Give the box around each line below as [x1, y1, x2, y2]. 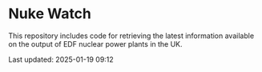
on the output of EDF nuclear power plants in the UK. [8, 39, 183, 48]
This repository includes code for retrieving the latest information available [8, 31, 255, 40]
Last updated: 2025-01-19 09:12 [8, 55, 114, 64]
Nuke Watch [8, 5, 92, 23]
